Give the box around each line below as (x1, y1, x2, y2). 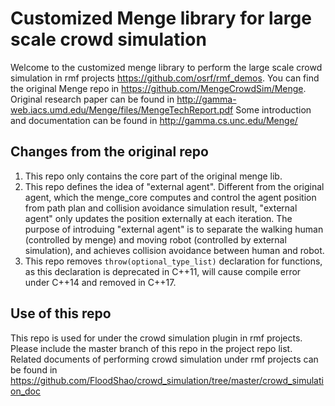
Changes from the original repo (10, 143, 209, 161)
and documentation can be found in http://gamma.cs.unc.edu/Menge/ (10, 114, 298, 126)
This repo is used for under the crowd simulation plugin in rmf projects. (10, 332, 303, 344)
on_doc (10, 385, 42, 397)
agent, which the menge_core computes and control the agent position (24, 191, 317, 203)
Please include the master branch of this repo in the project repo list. (10, 342, 293, 354)
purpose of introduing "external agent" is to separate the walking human (24, 223, 324, 235)
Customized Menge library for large (10, 7, 312, 30)
